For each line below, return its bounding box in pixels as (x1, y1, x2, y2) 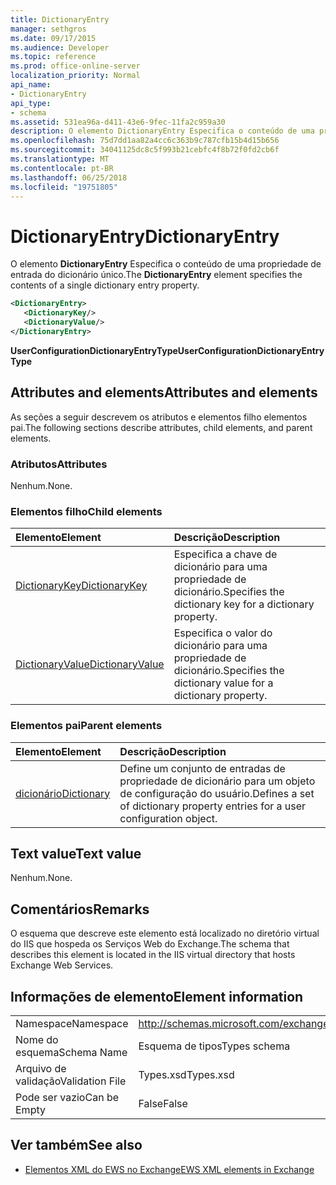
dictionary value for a (173, 676, 274, 690)
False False (138, 1096, 188, 1110)
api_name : (10, 80, 52, 90)
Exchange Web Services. (10, 959, 114, 971)
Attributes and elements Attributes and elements (10, 384, 318, 401)
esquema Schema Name (15, 1045, 128, 1059)
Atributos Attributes (10, 457, 108, 471)
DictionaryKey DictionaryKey (15, 579, 148, 593)
